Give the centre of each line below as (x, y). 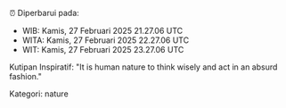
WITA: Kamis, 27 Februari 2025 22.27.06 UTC (106, 40)
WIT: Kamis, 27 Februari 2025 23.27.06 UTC (103, 50)
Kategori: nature (39, 94)
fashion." (25, 76)
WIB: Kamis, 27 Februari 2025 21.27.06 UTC (102, 31)
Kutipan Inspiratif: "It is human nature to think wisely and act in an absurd (143, 67)
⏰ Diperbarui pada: (45, 13)
